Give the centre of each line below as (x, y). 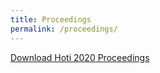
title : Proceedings (51, 19)
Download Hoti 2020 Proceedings (80, 57)
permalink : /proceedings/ (64, 29)
